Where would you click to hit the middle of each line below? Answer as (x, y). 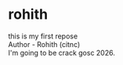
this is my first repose (43, 36)
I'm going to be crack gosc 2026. (62, 52)
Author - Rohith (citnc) (44, 44)
